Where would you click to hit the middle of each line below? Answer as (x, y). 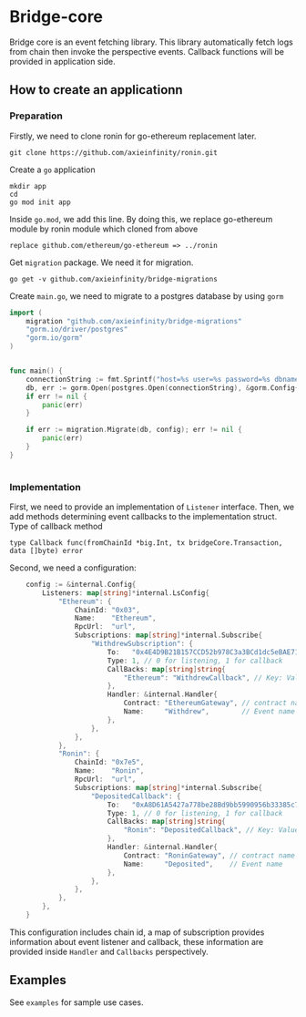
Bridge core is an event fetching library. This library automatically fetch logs (151, 42)
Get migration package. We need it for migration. (102, 262)
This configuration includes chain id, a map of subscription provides (137, 932)
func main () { (36, 371)
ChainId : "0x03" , (107, 610)
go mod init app (40, 202)
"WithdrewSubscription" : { (142, 644)
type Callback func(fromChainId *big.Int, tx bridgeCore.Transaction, (146, 543)
